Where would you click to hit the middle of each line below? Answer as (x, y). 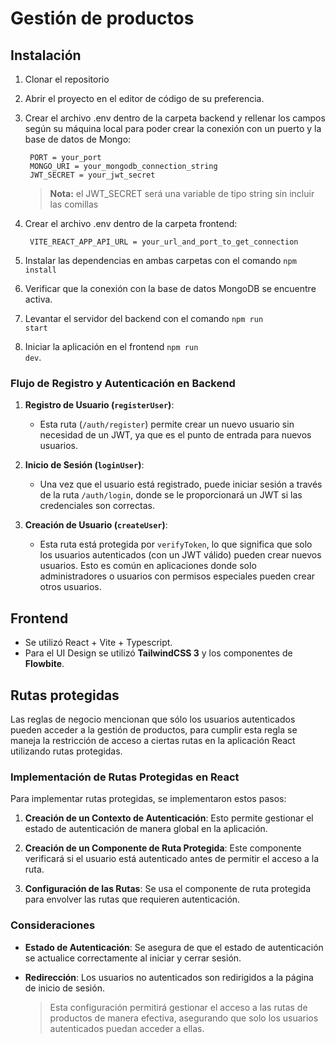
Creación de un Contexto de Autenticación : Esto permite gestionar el (169, 818)
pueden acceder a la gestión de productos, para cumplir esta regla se (154, 729)
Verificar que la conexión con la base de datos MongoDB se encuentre (170, 288)
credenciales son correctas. (97, 506)
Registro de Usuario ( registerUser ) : (99, 405)
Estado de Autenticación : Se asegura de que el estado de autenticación (174, 947)
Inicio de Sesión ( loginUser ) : (84, 465)
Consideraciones (53, 925)
